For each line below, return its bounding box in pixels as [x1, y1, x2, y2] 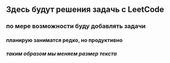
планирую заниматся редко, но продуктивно [6, 36, 123, 43]
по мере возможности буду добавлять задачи [6, 22, 146, 30]
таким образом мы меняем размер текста [6, 50, 117, 57]
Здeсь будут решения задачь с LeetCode [6, 5, 164, 15]
